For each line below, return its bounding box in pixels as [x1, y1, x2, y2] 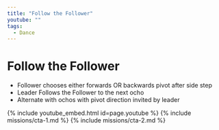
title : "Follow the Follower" [7, 10, 94, 17]
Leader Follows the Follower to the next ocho [16, 88, 144, 96]
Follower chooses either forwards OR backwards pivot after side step [16, 81, 212, 90]
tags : [7, 23, 23, 29]
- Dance [13, 29, 36, 36]
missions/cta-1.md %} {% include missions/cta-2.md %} [7, 116, 166, 125]
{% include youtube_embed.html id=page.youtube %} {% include [7, 109, 192, 117]
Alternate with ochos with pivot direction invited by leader [16, 96, 180, 104]
